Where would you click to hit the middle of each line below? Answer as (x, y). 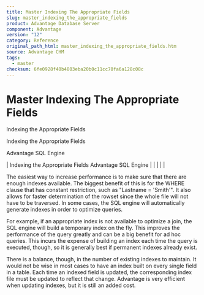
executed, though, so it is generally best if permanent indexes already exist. (102, 247)
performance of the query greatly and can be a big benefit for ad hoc (94, 234)
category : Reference (33, 40)
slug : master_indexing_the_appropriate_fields (67, 18)
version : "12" (25, 35)
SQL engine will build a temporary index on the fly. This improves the (93, 228)
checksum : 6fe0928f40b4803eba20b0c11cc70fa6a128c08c (75, 69)
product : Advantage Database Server (53, 23)
